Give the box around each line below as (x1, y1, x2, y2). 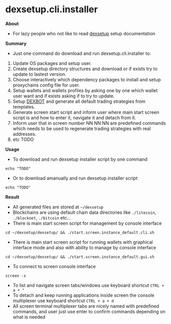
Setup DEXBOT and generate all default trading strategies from (12, 98, 146, 104)
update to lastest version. (12, 71, 67, 77)
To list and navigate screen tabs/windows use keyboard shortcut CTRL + (12, 282, 164, 288)
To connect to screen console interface (12, 263, 96, 269)
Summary (5, 40, 27, 47)
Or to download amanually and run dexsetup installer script (12, 175, 138, 181)
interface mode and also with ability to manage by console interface (12, 244, 156, 250)
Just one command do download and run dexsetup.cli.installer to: (12, 50, 151, 56)
